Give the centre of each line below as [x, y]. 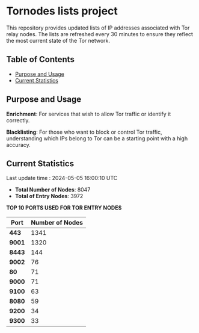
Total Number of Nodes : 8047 [53, 190]
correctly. [18, 120]
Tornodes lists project [62, 11]
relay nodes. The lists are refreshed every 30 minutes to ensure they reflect [100, 34]
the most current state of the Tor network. [58, 40]
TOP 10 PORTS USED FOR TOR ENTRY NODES [64, 208]
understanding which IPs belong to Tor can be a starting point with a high [97, 138]
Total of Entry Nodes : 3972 [49, 196]
